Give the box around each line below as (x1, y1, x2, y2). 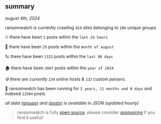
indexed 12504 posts (5, 91, 46, 96)
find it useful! (16, 114, 44, 120)
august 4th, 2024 (5, 15, 40, 21)
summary (5, 2, 35, 11)
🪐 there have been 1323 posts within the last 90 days (5, 53, 113, 59)
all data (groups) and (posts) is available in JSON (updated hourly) (5, 100, 139, 106)
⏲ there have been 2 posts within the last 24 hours (5, 34, 108, 40)
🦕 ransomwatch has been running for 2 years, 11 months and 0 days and (5, 85, 152, 91)
